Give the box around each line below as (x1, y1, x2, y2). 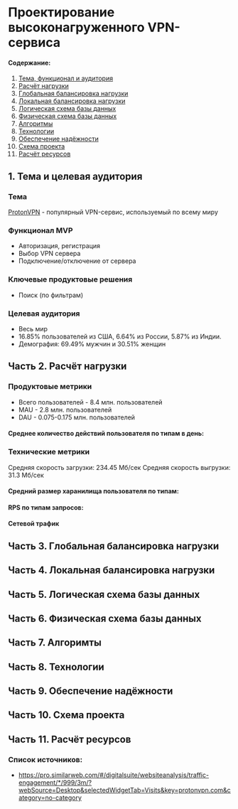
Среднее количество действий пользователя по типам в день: (8, 429, 205, 438)
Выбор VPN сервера (18, 250, 81, 258)
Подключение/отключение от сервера (18, 257, 136, 265)
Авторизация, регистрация (18, 242, 101, 250)
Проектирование (8, 4, 115, 21)
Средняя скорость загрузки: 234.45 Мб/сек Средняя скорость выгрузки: (8, 463, 231, 471)
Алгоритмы (18, 119, 53, 128)
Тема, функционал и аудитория (18, 74, 113, 82)
